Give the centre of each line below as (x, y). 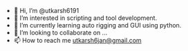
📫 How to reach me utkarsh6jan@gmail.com (77, 40)
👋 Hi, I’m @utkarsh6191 (46, 11)
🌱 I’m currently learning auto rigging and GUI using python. (97, 25)
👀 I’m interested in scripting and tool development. (85, 18)
